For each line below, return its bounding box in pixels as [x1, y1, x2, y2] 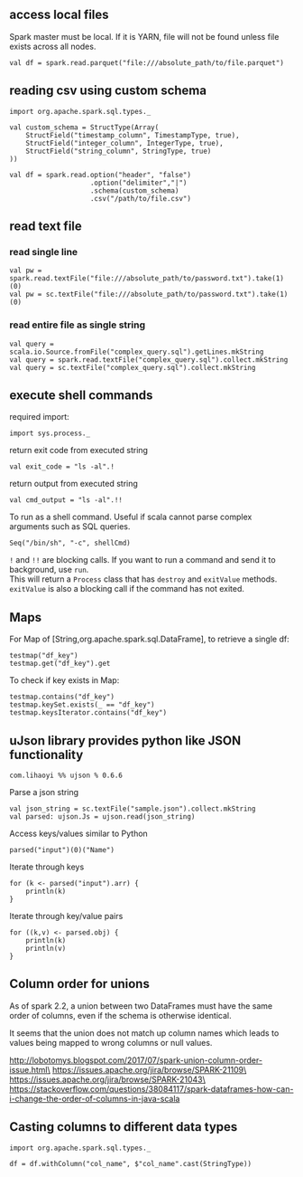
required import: [9, 412, 69, 422]
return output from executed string [9, 479, 138, 489]
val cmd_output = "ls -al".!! [9, 496, 124, 505]
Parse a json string [9, 787, 79, 798]
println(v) [25, 944, 67, 954]
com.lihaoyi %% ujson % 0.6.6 [9, 771, 124, 781]
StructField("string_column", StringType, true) [25, 147, 212, 156]
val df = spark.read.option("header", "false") [9, 170, 192, 179]
